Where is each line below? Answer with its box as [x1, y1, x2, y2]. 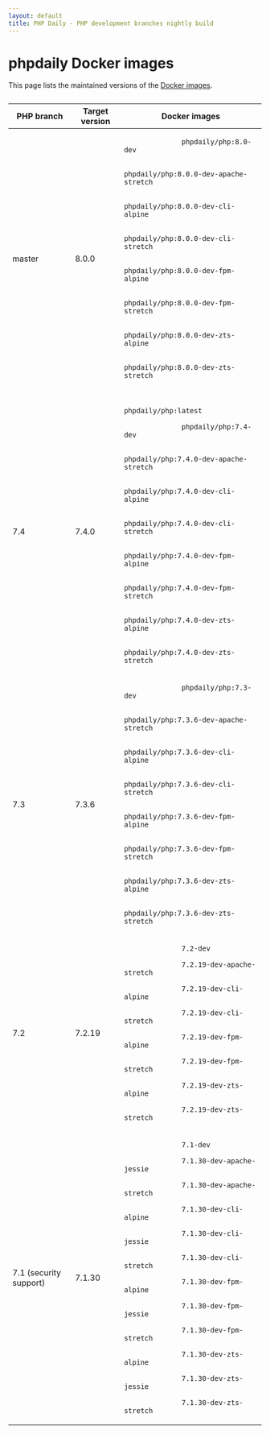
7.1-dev [181, 1141, 211, 1150]
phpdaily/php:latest [124, 406, 202, 416]
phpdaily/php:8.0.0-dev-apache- [124, 170, 247, 179]
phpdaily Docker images [8, 54, 174, 73]
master [12, 253, 39, 264]
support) [12, 1278, 46, 1289]
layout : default [8, 11, 63, 20]
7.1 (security [12, 1267, 62, 1279]
